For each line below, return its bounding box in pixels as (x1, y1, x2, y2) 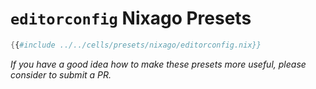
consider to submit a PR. (10, 68, 112, 81)
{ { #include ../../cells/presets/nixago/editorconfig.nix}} (10, 40, 262, 50)
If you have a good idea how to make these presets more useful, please (10, 58, 307, 70)
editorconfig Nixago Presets (10, 7, 252, 30)
